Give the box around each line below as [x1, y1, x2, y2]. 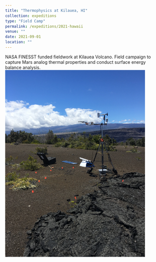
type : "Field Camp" [5, 18, 46, 23]
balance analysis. [5, 64, 41, 70]
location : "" [5, 40, 32, 45]
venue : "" [5, 29, 26, 34]
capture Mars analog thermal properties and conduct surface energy [5, 59, 146, 65]
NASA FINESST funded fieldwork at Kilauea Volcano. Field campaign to [5, 54, 151, 60]
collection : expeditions [5, 13, 57, 18]
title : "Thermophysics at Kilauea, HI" [5, 8, 88, 13]
